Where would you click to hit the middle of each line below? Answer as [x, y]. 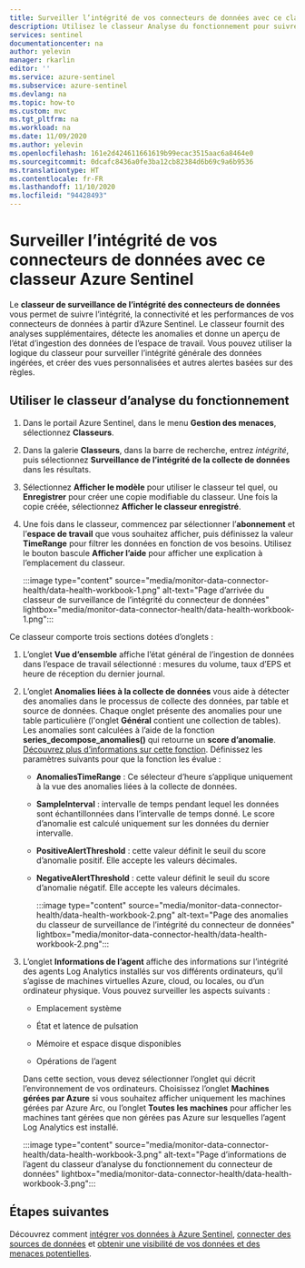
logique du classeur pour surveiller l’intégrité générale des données [136, 352]
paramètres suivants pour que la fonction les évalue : [122, 759]
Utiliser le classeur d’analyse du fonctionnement [149, 401]
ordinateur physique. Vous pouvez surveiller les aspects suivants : [146, 990]
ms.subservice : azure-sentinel [69, 86]
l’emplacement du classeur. [74, 563]
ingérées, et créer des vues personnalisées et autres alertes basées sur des [151, 362]
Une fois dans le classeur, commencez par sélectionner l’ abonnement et [158, 523]
